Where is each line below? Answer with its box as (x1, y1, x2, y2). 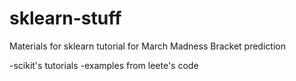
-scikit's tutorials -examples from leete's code (9, 59, 199, 71)
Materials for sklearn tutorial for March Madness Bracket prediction (9, 40, 286, 52)
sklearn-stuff (9, 7, 122, 30)
